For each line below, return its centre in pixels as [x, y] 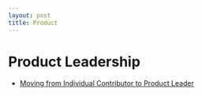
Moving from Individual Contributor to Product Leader [107, 83]
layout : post [30, 15]
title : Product [33, 23]
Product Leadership [74, 62]
